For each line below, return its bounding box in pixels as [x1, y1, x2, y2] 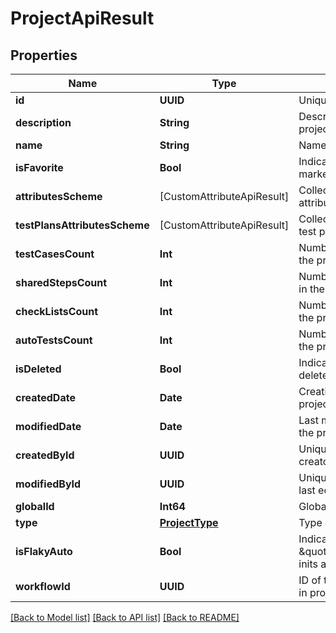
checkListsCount [15, 305, 99, 318]
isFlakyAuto [15, 545, 73, 558]
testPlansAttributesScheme [15, 218, 150, 232]
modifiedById [15, 477, 82, 491]
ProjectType [159, 516, 219, 529]
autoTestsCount [15, 333, 93, 347]
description [15, 116, 72, 129]
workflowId [15, 580, 71, 593]
